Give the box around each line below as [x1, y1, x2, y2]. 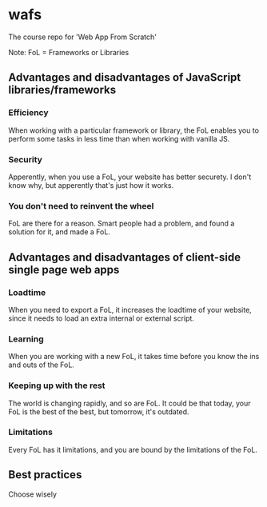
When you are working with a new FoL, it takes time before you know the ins [8, 352, 260, 361]
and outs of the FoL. [8, 360, 74, 369]
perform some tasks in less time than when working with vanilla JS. [8, 134, 230, 143]
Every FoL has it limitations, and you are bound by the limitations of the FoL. [8, 445, 258, 454]
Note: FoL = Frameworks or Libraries [8, 47, 130, 57]
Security [8, 154, 42, 165]
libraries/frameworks [8, 83, 117, 97]
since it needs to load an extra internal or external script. [8, 313, 194, 323]
